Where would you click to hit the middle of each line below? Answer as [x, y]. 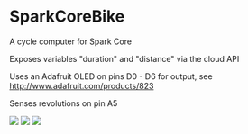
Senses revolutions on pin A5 [64, 103]
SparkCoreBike [67, 17]
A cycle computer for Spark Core [71, 41]
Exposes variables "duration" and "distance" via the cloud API [124, 58]
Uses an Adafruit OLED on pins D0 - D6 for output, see [111, 76]
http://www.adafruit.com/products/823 [82, 85]
